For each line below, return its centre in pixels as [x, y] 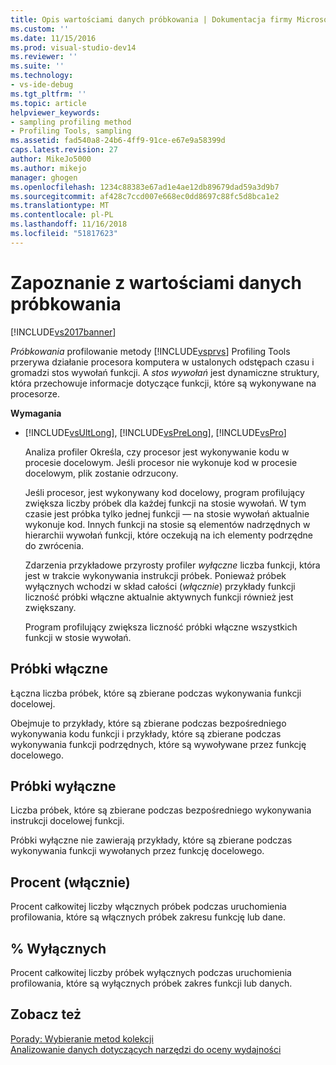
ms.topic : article [48, 103]
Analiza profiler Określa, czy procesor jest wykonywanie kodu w [157, 452]
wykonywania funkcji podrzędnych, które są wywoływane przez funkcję [158, 744]
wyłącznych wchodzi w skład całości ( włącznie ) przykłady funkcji [160, 586]
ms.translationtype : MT [60, 206]
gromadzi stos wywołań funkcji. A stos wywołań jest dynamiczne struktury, [165, 372]
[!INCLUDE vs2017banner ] [63, 332]
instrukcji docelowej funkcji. [67, 821]
